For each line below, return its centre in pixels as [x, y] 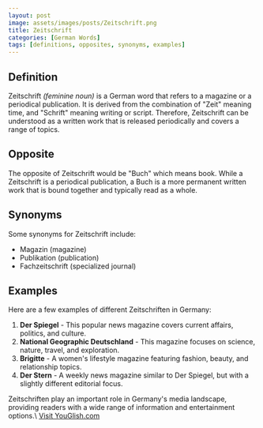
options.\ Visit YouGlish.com [54, 416]
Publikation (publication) [59, 257]
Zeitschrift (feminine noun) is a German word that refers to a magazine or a [130, 96]
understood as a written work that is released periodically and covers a [124, 121]
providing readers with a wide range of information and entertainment [122, 407]
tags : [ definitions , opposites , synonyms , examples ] [97, 45]
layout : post [30, 15]
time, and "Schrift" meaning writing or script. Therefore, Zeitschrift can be [128, 112]
